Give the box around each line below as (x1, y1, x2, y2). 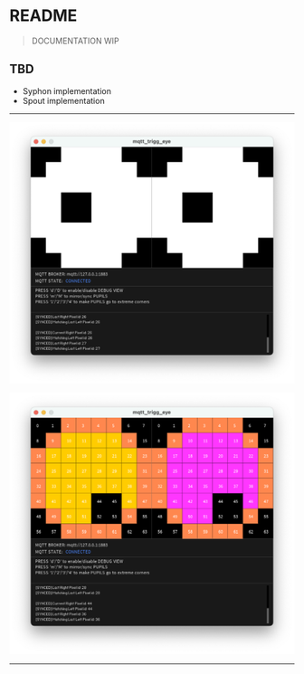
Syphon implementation (22, 85, 111, 96)
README (9, 5, 78, 26)
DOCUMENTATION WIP (31, 35, 119, 46)
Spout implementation (22, 95, 106, 106)
